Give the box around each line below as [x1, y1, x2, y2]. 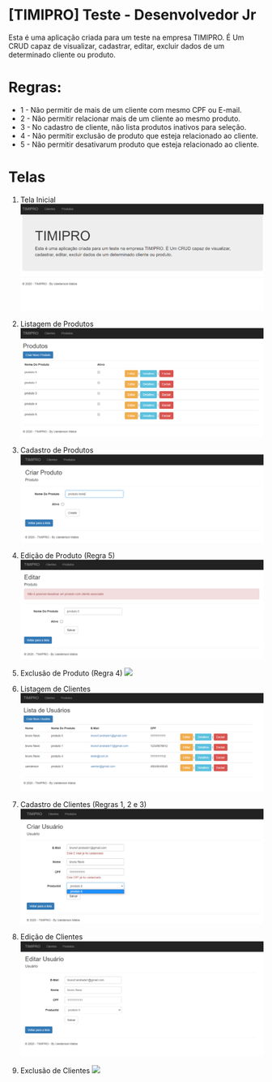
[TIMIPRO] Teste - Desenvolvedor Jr [8, 6, 257, 24]
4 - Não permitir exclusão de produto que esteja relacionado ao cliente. [19, 131, 259, 140]
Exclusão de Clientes [19, 1065, 91, 1076]
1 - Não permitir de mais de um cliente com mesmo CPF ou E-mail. [19, 105, 242, 114]
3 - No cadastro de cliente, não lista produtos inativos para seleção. [19, 122, 247, 131]
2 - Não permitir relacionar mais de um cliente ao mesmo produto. [19, 114, 241, 123]
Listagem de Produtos [19, 319, 95, 329]
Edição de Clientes [19, 932, 83, 942]
